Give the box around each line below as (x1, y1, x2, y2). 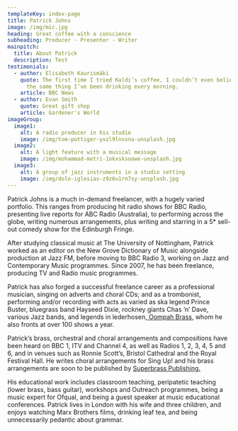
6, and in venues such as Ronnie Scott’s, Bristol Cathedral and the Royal (7, 349, 217, 357)
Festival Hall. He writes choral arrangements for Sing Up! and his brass (7, 356, 214, 365)
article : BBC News (20, 89, 74, 96)
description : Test (13, 57, 69, 64)
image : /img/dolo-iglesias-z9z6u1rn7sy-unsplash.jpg (20, 175, 179, 182)
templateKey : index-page (7, 10, 81, 18)
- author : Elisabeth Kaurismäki (13, 69, 110, 77)
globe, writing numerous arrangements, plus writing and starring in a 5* (7, 217, 217, 225)
